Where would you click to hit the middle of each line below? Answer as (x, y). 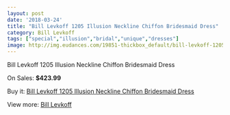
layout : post (26, 13)
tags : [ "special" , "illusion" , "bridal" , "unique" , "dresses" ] (93, 39)
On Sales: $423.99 (34, 78)
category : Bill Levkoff (41, 33)
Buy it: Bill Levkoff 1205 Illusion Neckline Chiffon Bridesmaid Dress (101, 91)
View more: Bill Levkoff (39, 104)
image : (16, 45)
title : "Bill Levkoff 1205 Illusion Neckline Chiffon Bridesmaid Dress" (113, 26)
